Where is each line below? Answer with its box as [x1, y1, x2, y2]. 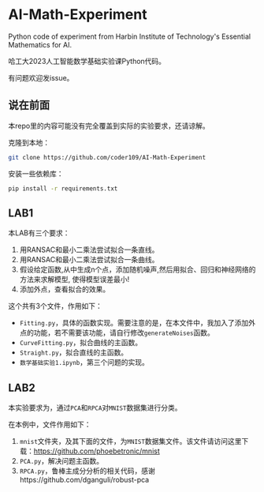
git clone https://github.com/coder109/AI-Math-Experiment [8, 153, 206, 161]
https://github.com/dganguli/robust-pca [19, 475, 150, 485]
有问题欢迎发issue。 [8, 73, 74, 82]
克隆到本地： [8, 137, 50, 147]
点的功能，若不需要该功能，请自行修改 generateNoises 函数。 [19, 328, 215, 337]
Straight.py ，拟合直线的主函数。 [19, 347, 128, 357]
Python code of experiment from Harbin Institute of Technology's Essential [8, 32, 251, 41]
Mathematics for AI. [8, 39, 73, 49]
